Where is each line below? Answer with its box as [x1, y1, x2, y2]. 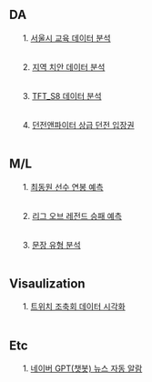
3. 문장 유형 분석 [22, 239, 81, 250]
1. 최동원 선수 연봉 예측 [22, 181, 104, 192]
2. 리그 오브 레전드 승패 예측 [22, 210, 123, 221]
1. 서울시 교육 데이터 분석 [22, 32, 111, 44]
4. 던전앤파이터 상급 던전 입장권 [22, 119, 135, 130]
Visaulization [8, 276, 86, 292]
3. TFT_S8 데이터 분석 [22, 90, 102, 101]
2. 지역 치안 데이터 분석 [22, 61, 106, 72]
